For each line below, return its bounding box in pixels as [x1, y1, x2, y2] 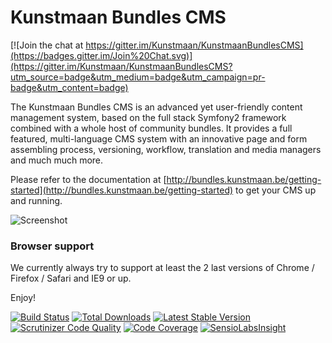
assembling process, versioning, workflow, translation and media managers [10, 143, 322, 155]
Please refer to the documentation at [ [10, 173, 167, 185]
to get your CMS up [235, 184, 317, 196]
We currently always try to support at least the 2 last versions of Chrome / [10, 262, 315, 274]
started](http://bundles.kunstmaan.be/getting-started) [10, 184, 234, 196]
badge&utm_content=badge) [10, 81, 129, 93]
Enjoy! [10, 292, 37, 304]
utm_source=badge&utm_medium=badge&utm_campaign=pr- [10, 71, 266, 83]
